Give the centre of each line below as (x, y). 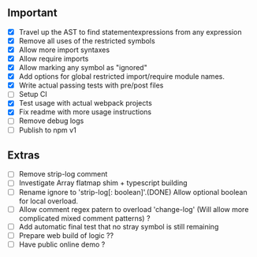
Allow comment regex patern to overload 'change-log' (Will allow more (134, 209)
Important (32, 13)
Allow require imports (54, 59)
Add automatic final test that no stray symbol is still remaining (119, 226)
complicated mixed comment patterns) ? (84, 218)
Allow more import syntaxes (64, 50)
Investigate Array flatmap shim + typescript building (103, 183)
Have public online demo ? (62, 244)
